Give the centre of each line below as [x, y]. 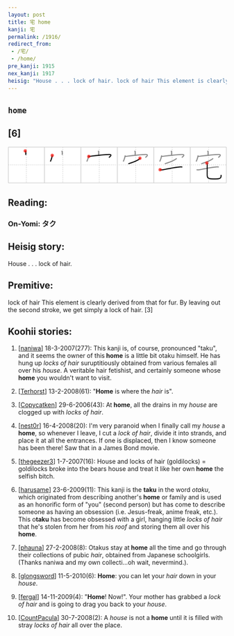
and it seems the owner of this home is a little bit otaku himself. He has [119, 356]
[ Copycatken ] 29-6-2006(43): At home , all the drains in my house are [118, 405]
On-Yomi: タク [32, 224]
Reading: [28, 203]
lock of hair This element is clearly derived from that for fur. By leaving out [114, 302]
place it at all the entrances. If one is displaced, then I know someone [117, 441]
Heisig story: [36, 247]
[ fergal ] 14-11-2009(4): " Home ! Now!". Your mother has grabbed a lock [119, 597]
